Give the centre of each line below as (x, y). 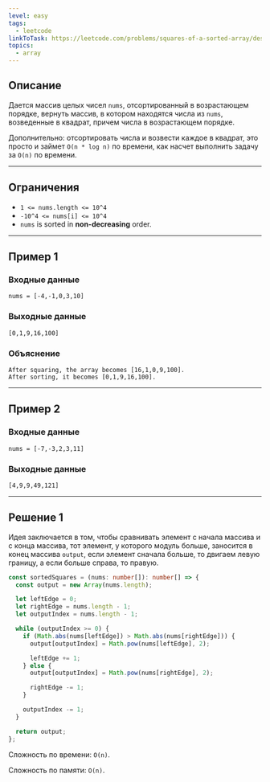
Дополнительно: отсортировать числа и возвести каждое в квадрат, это (133, 137)
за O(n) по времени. (43, 154)
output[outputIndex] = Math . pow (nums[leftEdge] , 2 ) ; (120, 644)
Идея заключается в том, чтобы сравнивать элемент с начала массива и (135, 537)
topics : (21, 46)
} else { (37, 665)
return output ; (41, 731)
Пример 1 (33, 257)
